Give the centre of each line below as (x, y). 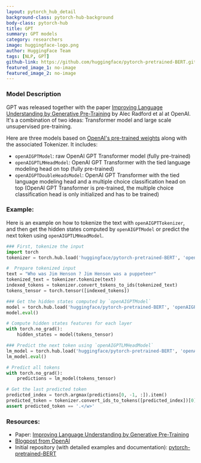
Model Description (34, 94)
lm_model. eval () (26, 357)
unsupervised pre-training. (39, 126)
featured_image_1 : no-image (41, 67)
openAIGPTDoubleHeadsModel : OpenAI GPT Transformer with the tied (97, 175)
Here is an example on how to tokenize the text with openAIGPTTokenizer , (96, 223)
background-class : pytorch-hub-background (60, 17)
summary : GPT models (32, 34)
